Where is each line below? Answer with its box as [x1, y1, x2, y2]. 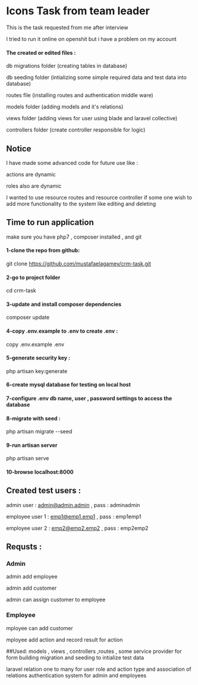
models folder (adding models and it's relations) [6, 103, 124, 111]
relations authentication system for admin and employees [6, 671, 147, 679]
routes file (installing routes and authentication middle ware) [6, 92, 153, 99]
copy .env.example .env [6, 340, 64, 348]
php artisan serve [6, 455, 49, 462]
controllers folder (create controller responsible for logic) [6, 126, 146, 133]
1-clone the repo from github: [6, 247, 80, 254]
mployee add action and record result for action [6, 636, 123, 643]
